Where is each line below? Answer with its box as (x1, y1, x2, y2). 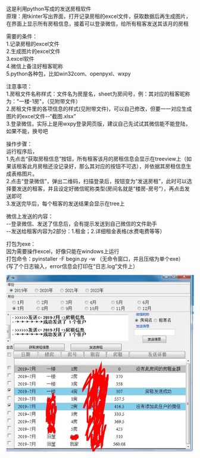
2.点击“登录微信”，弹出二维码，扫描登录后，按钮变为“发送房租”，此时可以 (6, 178, 187, 185)
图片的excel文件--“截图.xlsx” (6, 113, 76, 119)
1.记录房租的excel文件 (6, 41, 60, 47)
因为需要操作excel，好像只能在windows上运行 (6, 248, 120, 255)
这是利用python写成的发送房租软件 (6, 5, 91, 12)
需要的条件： (6, 33, 37, 40)
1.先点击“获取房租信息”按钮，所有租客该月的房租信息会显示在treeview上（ (6, 155, 187, 162)
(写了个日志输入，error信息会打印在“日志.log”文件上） (6, 263, 139, 270)
